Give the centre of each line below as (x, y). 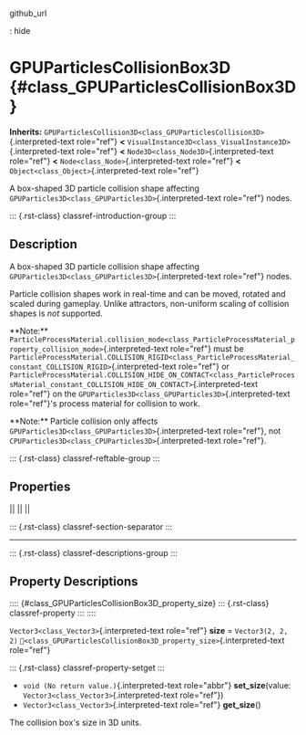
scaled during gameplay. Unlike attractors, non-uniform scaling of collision (149, 303)
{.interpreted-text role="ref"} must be (173, 348)
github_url (28, 13)
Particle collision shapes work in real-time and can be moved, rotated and (148, 294)
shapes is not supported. (56, 313)
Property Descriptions (74, 581)
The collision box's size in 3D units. (76, 723)
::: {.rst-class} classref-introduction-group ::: (93, 215)
